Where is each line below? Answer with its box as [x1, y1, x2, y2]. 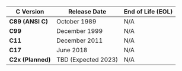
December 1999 [56, 27, 103, 35]
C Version [15, 8, 44, 15]
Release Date [68, 8, 107, 15]
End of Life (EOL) [123, 8, 173, 15]
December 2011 [56, 36, 103, 45]
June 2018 [56, 46, 88, 54]
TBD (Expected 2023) [56, 56, 119, 63]
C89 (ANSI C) [9, 18, 49, 25]
